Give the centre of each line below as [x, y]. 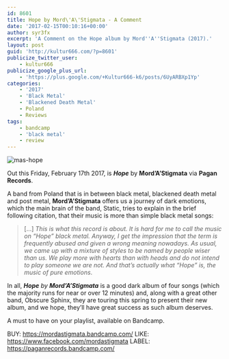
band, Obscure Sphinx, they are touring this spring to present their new [107, 300]
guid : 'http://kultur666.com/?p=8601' [62, 52]
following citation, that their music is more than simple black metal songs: [110, 215]
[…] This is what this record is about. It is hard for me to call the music [123, 229]
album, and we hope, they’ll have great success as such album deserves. [110, 308]
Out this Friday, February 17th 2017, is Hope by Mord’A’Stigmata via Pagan [112, 173]
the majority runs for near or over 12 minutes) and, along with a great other [112, 293]
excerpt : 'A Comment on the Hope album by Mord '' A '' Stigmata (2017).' [110, 39]
